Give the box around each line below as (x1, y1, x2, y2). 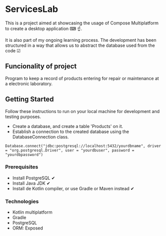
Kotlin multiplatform (12, 209, 53, 215)
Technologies (5, 198, 39, 205)
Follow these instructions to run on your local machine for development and (5, 108, 160, 114)
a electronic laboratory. (5, 81, 53, 87)
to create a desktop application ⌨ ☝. (5, 25, 83, 31)
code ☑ (5, 47, 21, 53)
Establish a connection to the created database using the (12, 128, 129, 134)
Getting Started (5, 95, 54, 104)
